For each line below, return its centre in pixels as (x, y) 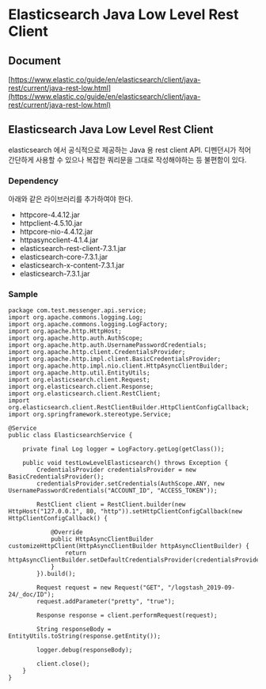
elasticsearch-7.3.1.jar (55, 274)
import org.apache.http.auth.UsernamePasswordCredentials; (108, 345)
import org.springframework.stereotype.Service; (90, 415)
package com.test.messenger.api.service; (78, 310)
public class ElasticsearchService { (70, 436)
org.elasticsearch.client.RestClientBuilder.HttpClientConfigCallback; (129, 408)
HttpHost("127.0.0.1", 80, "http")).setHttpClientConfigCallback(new (125, 512)
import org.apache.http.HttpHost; (65, 331)
